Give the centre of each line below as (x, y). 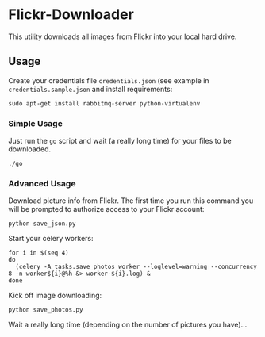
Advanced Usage (42, 183)
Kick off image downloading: (55, 296)
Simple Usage (36, 123)
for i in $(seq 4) (38, 253)
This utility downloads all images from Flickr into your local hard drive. (123, 36)
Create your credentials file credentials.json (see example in (109, 80)
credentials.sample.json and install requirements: (90, 89)
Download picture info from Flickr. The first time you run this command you (131, 201)
